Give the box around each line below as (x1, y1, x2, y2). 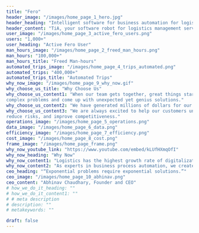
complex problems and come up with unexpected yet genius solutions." (6, 97, 184, 103)
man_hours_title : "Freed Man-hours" (6, 58, 97, 64)
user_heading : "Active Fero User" (6, 42, 92, 48)
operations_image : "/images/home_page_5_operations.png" (6, 119, 150, 125)
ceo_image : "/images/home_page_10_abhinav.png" (6, 174, 126, 180)
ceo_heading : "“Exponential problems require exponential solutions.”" (6, 168, 187, 175)
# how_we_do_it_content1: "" (6, 190, 78, 196)
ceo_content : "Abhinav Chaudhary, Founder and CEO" (6, 180, 136, 186)
